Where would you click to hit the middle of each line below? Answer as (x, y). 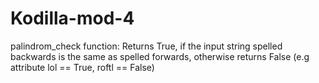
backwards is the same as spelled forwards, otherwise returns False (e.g (160, 56)
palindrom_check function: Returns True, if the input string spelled (146, 46)
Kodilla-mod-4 (72, 18)
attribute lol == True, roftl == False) (82, 67)
